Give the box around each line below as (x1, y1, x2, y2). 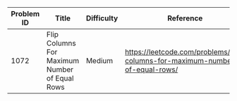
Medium (85, 56, 114, 65)
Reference (166, 13, 203, 23)
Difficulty (85, 13, 119, 23)
